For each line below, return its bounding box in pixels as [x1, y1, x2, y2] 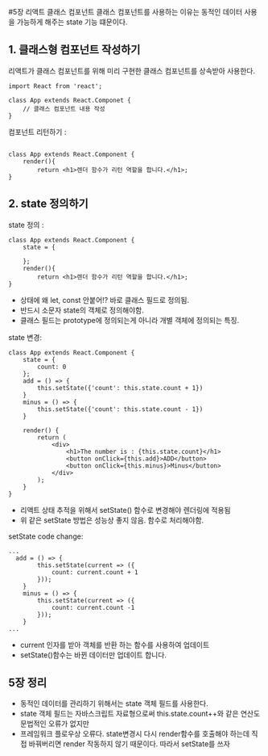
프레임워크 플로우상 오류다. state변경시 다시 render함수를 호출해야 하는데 [19, 729, 250, 739]
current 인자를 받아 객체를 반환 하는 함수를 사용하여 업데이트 [19, 640, 210, 649]
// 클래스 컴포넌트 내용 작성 [23, 104, 105, 113]
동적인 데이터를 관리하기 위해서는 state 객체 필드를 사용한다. [19, 699, 209, 708]
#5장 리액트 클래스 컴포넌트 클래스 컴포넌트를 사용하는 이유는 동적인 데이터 [8, 7, 243, 16]
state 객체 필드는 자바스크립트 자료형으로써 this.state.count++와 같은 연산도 [19, 709, 261, 719]
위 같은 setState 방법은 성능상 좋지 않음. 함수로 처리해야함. [19, 515, 204, 525]
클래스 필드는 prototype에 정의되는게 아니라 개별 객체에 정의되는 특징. [19, 315, 240, 325]
